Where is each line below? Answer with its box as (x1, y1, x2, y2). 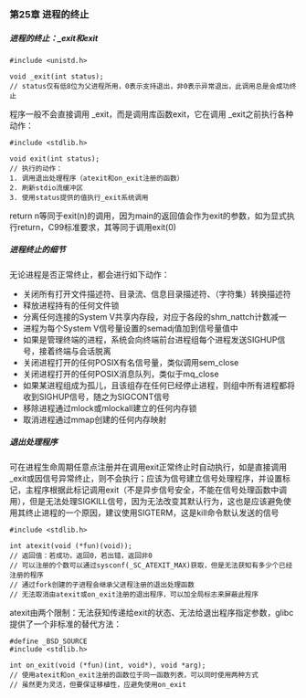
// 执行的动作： (9, 164, 63, 173)
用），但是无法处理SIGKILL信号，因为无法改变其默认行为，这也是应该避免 (9, 495, 284, 506)
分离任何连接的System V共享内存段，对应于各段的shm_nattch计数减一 (22, 311, 287, 322)
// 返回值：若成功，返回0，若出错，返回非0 (9, 551, 153, 560)
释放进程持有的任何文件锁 (22, 300, 120, 311)
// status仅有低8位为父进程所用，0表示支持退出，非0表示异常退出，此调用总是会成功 (9, 81, 290, 90)
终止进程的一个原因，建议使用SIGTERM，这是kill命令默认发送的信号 (25, 507, 280, 518)
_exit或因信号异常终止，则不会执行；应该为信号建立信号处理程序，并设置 (9, 472, 283, 483)
